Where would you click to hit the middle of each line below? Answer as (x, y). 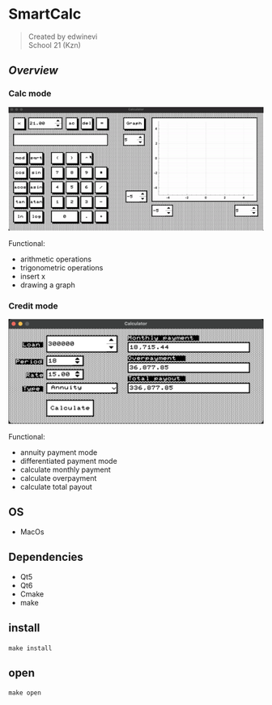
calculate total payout (56, 487)
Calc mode (30, 94)
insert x (33, 277)
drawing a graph (47, 285)
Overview (33, 71)
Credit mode (33, 306)
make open (25, 693)
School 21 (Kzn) (54, 45)
